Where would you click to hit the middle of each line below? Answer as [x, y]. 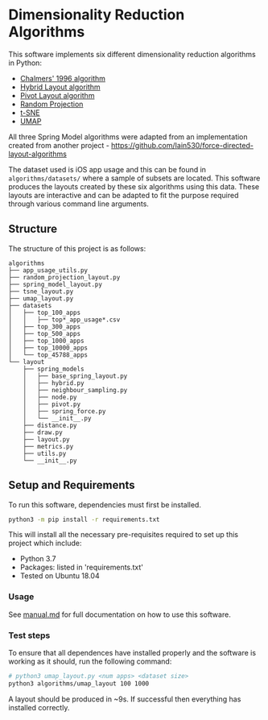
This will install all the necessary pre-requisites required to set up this [124, 535]
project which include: [45, 543]
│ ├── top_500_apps [45, 333]
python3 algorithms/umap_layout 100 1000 [79, 683]
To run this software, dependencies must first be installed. [105, 504]
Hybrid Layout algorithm [60, 87]
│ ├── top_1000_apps [46, 341]
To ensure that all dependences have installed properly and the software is [132, 653]
